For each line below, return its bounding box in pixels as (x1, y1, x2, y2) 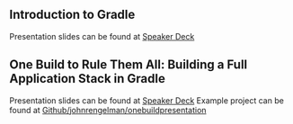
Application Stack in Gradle (9, 71, 166, 86)
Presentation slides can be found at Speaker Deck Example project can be (9, 94, 285, 106)
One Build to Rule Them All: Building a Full (9, 58, 248, 73)
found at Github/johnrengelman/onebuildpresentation (9, 104, 207, 115)
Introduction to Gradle (9, 7, 136, 22)
